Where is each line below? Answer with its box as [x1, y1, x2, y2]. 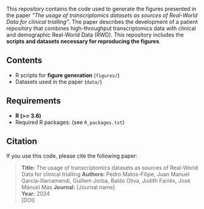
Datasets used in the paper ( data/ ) [15, 78, 102, 85]
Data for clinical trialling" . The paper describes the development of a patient [6, 18, 198, 25]
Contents [6, 55, 43, 66]
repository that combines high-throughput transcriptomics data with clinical [6, 24, 196, 32]
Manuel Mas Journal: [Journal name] [21, 183, 115, 191]
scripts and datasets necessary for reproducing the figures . [6, 38, 161, 45]
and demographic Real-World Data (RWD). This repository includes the [6, 31, 184, 38]
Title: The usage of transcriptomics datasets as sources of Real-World [21, 164, 199, 172]
